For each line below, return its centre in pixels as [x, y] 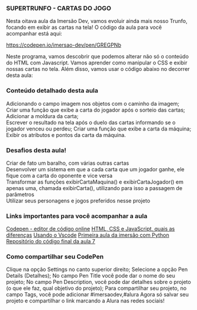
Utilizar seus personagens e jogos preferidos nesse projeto [78, 200]
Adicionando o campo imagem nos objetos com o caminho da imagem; [93, 103]
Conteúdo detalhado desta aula [52, 91]
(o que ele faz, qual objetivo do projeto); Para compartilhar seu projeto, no [96, 288]
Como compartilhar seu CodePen [55, 257]
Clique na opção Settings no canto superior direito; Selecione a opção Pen [97, 269]
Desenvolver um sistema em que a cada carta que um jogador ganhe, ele [95, 169]
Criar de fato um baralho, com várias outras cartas [67, 163]
